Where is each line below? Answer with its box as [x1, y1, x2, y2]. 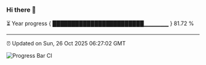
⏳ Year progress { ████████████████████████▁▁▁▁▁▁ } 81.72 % [6, 20, 194, 27]
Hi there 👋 [6, 6, 37, 14]
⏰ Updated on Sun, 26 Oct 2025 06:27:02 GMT [6, 40, 126, 47]
